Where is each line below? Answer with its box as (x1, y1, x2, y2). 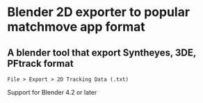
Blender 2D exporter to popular (7, 4, 190, 20)
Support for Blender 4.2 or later (7, 88, 97, 96)
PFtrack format (7, 57, 74, 70)
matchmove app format (7, 19, 146, 35)
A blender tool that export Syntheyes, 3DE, (7, 47, 197, 58)
